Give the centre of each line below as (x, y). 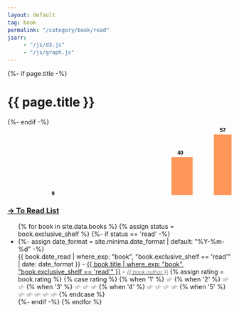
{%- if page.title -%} (37, 74)
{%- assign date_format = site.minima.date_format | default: (105, 241)
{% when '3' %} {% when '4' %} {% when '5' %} (126, 286)
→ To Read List (33, 211)
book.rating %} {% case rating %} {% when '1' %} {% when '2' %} (119, 279)
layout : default (31, 15)
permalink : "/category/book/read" (59, 30)
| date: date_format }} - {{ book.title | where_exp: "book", (101, 264)
